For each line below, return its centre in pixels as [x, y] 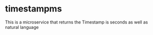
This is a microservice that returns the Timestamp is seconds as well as [76, 22]
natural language [22, 27]
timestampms [34, 9]
